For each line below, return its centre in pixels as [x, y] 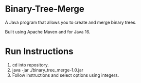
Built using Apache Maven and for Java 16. [48, 32]
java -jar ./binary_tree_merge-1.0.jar [48, 70]
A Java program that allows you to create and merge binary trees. [71, 22]
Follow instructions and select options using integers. [65, 75]
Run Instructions [39, 51]
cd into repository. [30, 65]
